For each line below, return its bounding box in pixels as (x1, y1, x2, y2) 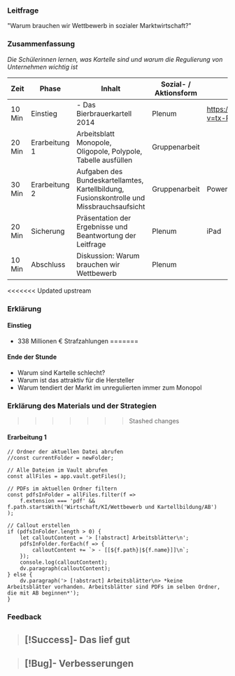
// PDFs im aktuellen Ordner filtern (7, 485, 117, 493)
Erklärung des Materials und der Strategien (7, 401, 157, 411)
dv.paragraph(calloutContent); (20, 565, 111, 572)
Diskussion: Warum (76, 251, 140, 260)
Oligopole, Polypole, (76, 146, 143, 156)
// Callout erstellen (7, 522, 71, 529)
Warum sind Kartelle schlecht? (17, 368, 106, 377)
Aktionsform (154, 88, 198, 98)
